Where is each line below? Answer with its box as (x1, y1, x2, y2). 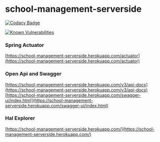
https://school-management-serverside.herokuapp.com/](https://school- (6, 126, 155, 132)
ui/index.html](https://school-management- (5, 97, 94, 103)
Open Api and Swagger (5, 71, 62, 77)
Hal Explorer (5, 115, 35, 122)
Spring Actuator (5, 41, 44, 48)
